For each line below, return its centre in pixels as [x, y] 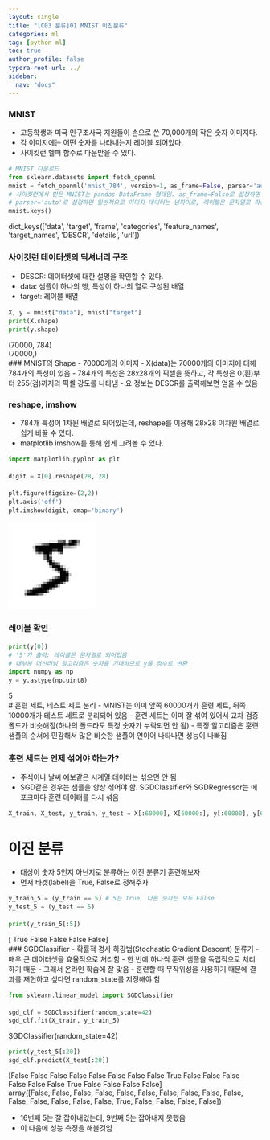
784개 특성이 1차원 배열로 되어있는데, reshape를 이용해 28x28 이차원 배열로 [139, 423]
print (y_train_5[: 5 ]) [45, 924]
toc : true [25, 51]
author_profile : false [46, 59]
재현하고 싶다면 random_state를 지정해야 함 [92, 979]
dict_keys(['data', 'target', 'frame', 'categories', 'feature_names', [113, 227]
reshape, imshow [43, 404]
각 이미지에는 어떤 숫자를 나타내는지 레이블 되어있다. [101, 142]
